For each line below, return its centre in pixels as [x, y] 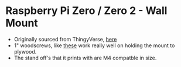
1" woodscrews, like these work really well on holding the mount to [94, 45]
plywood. [25, 51]
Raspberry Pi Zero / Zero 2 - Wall [86, 11]
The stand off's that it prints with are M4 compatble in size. [85, 58]
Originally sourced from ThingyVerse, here [65, 39]
